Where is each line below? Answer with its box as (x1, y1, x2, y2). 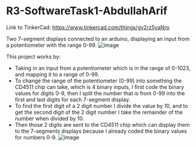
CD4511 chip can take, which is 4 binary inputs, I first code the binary (14, 83, 184, 90)
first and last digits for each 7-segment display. (14, 96, 131, 103)
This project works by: (6, 53, 61, 60)
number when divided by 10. (14, 114, 84, 122)
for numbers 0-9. (14, 133, 57, 140)
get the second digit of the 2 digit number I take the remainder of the (14, 108, 183, 116)
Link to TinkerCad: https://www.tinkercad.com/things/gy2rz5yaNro (6, 24, 170, 31)
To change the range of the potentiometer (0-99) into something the (14, 77, 182, 84)
